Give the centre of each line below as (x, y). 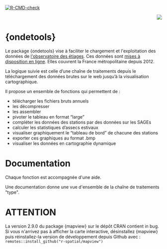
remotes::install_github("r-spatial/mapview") (54, 242)
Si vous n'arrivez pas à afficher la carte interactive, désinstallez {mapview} (82, 231)
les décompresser (31, 106)
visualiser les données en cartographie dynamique (64, 143)
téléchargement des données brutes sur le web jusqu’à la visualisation (77, 76)
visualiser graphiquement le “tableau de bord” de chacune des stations (85, 132)
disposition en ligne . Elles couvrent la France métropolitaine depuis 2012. (80, 61)
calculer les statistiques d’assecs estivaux (55, 127)
